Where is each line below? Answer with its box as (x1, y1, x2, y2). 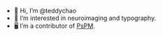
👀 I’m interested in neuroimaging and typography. (13, 14, 157, 22)
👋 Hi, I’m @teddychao (13, 7, 77, 15)
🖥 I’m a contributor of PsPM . (13, 21, 96, 30)
